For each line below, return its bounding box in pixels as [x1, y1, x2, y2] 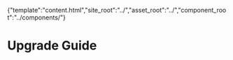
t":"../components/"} [7, 13, 66, 22]
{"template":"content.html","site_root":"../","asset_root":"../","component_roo [7, 6, 227, 14]
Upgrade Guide [7, 38, 97, 54]
